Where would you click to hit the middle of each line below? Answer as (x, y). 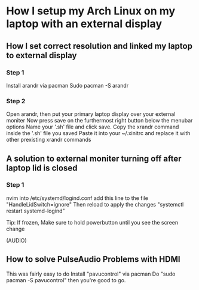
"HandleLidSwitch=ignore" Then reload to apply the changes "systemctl (95, 204)
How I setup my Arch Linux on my (91, 11)
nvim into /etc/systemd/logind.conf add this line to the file (77, 198)
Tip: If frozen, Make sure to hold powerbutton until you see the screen (92, 222)
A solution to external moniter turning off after (94, 158)
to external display (42, 55)
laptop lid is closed (42, 168)
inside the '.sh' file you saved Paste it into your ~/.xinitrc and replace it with (98, 133)
